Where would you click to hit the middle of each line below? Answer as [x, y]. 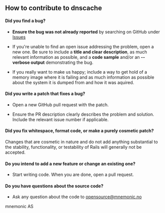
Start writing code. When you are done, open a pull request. [73, 174]
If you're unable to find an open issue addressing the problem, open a [83, 46]
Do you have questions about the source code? [54, 186]
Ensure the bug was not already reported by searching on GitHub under [86, 32]
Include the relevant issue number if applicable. [60, 119]
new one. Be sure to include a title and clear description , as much [80, 52]
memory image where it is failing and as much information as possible [83, 77]
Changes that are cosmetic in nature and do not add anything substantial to [82, 142]
